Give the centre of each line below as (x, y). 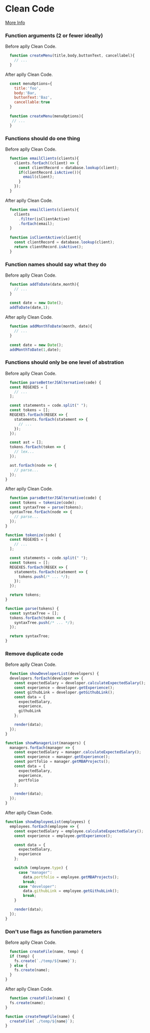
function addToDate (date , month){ (44, 284)
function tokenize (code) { (33, 535)
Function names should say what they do (56, 264)
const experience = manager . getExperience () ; (62, 757)
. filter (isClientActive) (44, 219)
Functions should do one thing (43, 138)
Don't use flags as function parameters (54, 931)
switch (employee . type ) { (41, 868)
